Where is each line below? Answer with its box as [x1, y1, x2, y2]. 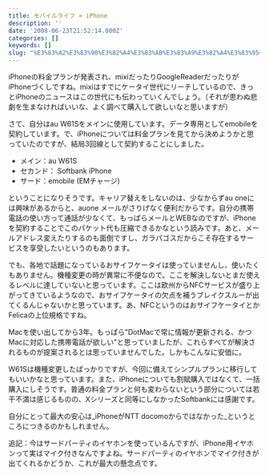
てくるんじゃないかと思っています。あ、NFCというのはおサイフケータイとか [8, 300, 260, 309]
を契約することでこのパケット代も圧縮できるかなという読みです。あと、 [8, 223, 246, 232]
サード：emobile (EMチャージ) [19, 176, 120, 185]
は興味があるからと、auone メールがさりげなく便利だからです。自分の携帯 [8, 203, 255, 212]
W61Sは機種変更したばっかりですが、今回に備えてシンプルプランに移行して [8, 364, 258, 373]
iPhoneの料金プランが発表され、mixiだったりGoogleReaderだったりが [8, 72, 239, 81]
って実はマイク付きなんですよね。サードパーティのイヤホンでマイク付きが [14, 449, 259, 457]
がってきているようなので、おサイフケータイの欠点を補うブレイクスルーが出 [8, 290, 260, 300]
